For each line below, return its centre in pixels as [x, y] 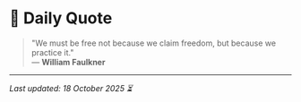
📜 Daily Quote [61, 18]
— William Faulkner [68, 62]
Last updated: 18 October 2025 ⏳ [71, 88]
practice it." [52, 52]
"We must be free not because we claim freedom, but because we [153, 43]
